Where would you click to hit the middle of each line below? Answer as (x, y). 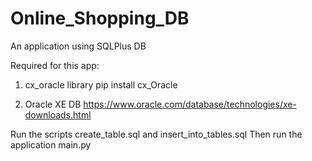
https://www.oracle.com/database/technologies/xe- (190, 104)
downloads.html (58, 114)
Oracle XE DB (53, 104)
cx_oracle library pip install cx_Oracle (101, 84)
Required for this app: (55, 65)
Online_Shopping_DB (100, 18)
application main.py (51, 144)
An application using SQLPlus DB (78, 46)
